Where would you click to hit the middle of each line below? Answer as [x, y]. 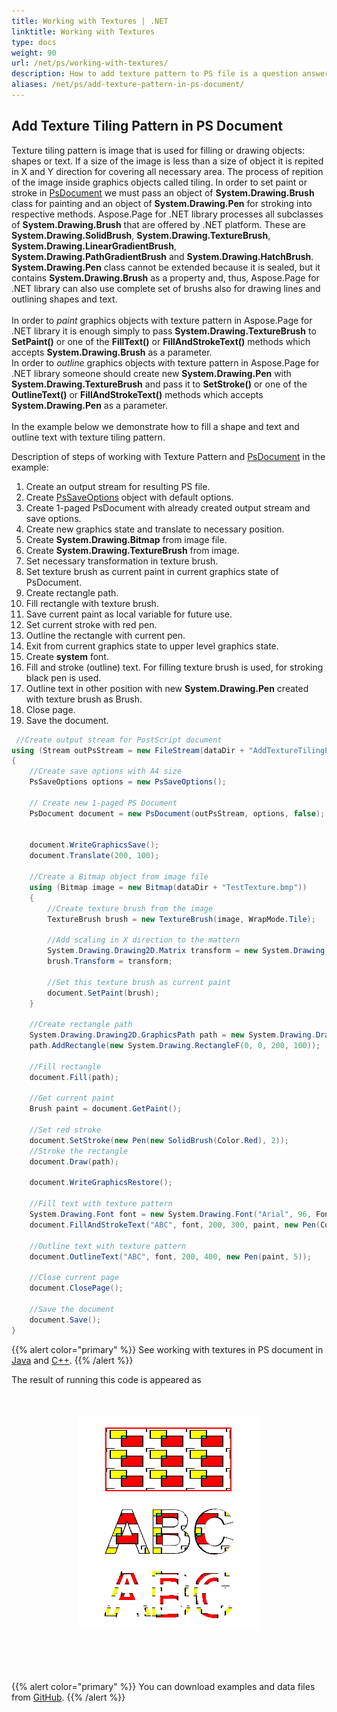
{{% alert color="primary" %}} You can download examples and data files [163, 1686]
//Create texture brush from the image [130, 908]
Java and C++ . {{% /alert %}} [72, 1360]
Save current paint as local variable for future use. [129, 614]
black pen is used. [63, 677]
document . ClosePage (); [76, 1288]
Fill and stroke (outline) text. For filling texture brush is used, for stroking [174, 667]
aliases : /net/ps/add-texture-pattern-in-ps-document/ [128, 85]
